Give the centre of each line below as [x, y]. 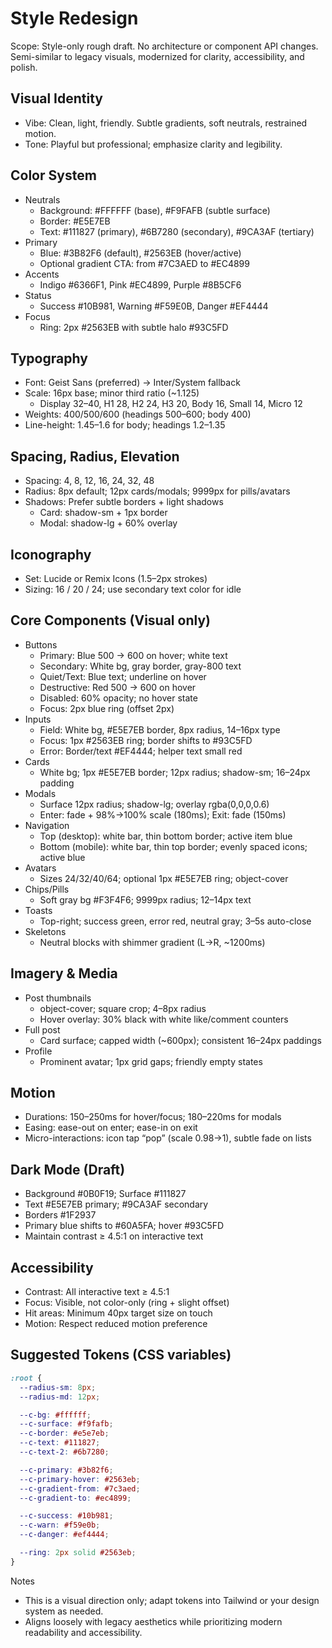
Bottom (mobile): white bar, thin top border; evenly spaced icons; [173, 846]
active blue [62, 857]
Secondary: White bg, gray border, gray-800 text [140, 666]
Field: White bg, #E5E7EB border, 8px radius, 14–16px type [160, 729]
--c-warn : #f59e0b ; [60, 1525]
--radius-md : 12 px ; [60, 1397]
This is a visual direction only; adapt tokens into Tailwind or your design [172, 1600]
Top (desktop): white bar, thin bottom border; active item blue [166, 836]
